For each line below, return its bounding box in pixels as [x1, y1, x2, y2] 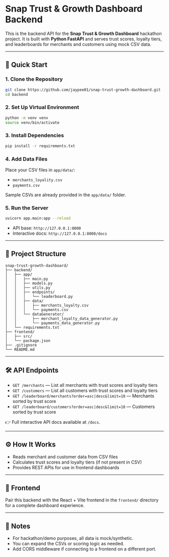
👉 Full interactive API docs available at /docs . [5, 419, 101, 425]
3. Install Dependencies [5, 132, 64, 139]
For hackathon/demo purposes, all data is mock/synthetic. [12, 535, 134, 541]
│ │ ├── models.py [5, 281, 53, 286]
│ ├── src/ [5, 334, 33, 339]
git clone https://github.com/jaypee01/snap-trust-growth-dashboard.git [5, 87, 161, 92]
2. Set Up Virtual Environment [5, 104, 79, 111]
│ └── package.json [5, 338, 51, 343]
